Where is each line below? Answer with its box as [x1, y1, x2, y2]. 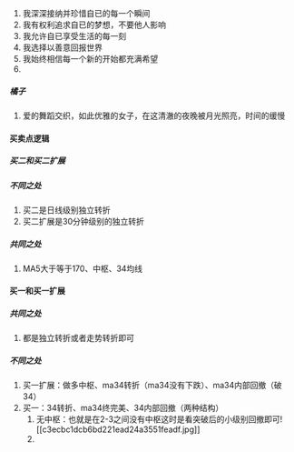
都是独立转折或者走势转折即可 [22, 333, 134, 344]
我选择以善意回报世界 [22, 42, 103, 53]
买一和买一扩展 [9, 286, 65, 296]
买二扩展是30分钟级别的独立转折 [22, 216, 145, 226]
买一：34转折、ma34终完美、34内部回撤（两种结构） [22, 403, 224, 414]
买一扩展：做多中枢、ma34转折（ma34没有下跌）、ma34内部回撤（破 [22, 380, 283, 391]
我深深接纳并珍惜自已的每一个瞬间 [22, 8, 151, 18]
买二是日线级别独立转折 [22, 204, 111, 216]
